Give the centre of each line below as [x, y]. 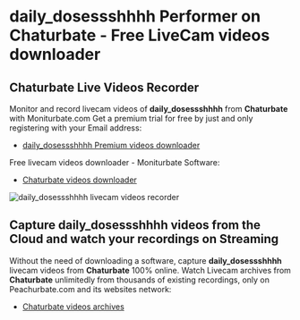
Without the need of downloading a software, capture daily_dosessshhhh [146, 260]
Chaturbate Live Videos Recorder [104, 87]
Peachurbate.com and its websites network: [90, 289]
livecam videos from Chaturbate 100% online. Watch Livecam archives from [150, 270]
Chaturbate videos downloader [79, 180]
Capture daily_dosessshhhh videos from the [135, 225]
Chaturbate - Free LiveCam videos [140, 35]
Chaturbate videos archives [73, 307]
